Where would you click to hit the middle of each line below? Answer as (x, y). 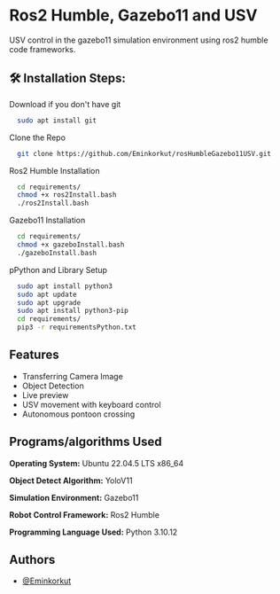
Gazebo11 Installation (47, 220)
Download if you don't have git (65, 104)
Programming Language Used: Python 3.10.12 (93, 532)
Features (34, 355)
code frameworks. (43, 49)
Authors (32, 560)
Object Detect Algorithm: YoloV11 (71, 481)
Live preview (45, 395)
